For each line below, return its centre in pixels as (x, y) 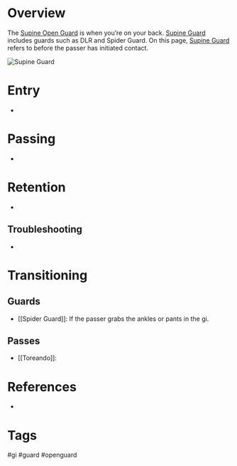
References (42, 387)
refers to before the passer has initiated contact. (78, 48)
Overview (37, 13)
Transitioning (48, 275)
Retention (37, 187)
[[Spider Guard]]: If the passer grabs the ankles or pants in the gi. (113, 319)
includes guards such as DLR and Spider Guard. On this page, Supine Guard (118, 40)
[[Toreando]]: (37, 358)
